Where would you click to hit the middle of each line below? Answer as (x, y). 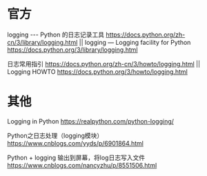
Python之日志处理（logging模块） (55, 135)
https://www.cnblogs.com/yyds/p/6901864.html (75, 143)
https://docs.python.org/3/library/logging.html (72, 50)
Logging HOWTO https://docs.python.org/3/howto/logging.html (97, 71)
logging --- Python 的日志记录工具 (56, 35)
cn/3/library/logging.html (42, 42)
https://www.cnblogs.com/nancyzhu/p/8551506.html (82, 165)
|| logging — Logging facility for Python (135, 42)
